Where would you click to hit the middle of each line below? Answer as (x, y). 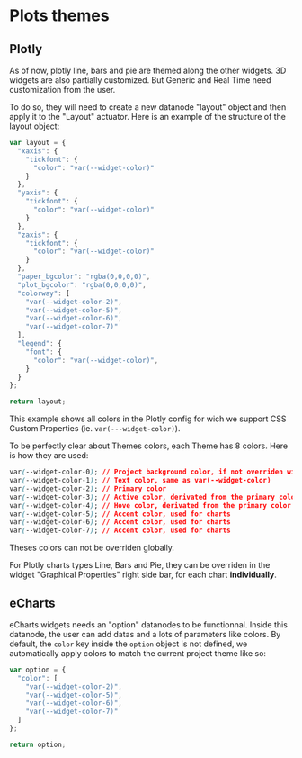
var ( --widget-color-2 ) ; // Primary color (88, 488)
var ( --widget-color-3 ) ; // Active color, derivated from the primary (142, 497)
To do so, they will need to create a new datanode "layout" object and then (148, 107)
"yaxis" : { (38, 193)
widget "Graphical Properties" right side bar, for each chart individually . (143, 575)
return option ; (38, 744)
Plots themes (59, 16)
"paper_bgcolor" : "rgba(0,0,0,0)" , (84, 276)
